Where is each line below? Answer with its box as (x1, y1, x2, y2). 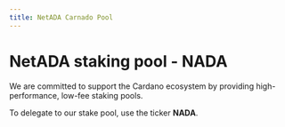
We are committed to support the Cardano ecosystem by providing (9, 81, 255, 91)
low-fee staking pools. (61, 90, 143, 100)
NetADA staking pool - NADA (9, 51, 228, 71)
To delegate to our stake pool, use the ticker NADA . (9, 107, 199, 118)
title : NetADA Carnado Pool (9, 12, 114, 22)
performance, (9, 90, 60, 100)
